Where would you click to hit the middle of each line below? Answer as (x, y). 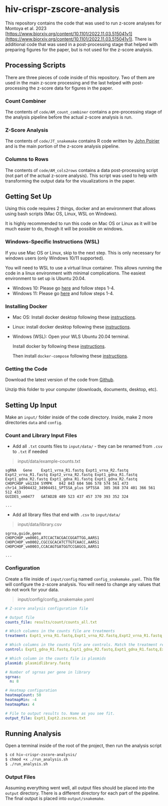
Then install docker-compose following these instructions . (70, 356)
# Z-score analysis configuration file (47, 608)
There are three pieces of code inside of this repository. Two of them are (80, 77)
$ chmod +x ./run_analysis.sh (37, 759)
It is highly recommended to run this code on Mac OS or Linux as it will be (81, 223)
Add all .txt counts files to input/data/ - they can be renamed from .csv (87, 446)
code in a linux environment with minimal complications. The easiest (75, 273)
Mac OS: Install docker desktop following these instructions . (74, 317)
